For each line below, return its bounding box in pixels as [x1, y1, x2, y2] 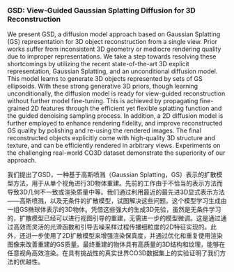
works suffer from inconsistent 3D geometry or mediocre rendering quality [7, 45, 221, 54]
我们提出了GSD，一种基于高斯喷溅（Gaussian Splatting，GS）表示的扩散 [7, 170, 217, 179]
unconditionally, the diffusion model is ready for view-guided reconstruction [7, 89, 226, 98]
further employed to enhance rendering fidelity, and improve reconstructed [7, 119, 223, 128]
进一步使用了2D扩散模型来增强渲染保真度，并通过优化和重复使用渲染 [25, 232, 223, 240]
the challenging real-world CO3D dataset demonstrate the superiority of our [7, 149, 226, 157]
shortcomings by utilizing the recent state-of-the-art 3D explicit [7, 60, 189, 68]
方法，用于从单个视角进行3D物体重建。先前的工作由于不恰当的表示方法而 [13, 179, 223, 188]
